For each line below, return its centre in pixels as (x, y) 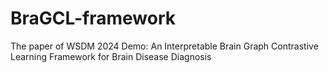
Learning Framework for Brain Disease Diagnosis (111, 56)
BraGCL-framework (93, 18)
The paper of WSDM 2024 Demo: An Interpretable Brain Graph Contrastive (164, 46)
